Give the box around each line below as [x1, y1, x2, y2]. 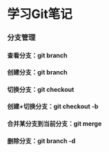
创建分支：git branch [7, 68, 68, 77]
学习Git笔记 [7, 6, 72, 22]
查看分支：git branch [7, 51, 68, 59]
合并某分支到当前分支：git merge [7, 120, 102, 128]
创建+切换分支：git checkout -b [7, 102, 99, 111]
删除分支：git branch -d [7, 136, 76, 145]
